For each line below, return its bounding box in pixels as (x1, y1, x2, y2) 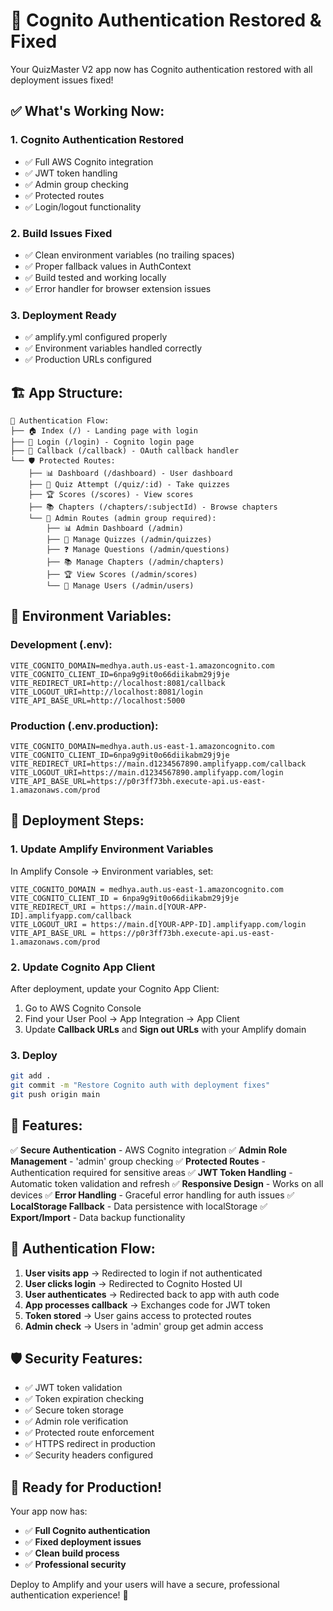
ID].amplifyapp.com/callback (10, 910, 132, 921)
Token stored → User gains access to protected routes (24, 1309, 252, 1321)
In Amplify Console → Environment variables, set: (10, 865, 214, 877)
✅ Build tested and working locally (24, 271, 167, 283)
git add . (10, 1071, 52, 1081)
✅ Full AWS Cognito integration (24, 155, 154, 168)
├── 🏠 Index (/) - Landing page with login (10, 426, 198, 436)
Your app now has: (10, 1505, 88, 1518)
